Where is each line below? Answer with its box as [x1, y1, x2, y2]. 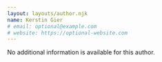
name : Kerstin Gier [7, 17, 63, 23]
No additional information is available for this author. [7, 48, 155, 56]
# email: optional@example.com [7, 23, 97, 30]
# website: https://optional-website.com [7, 29, 128, 37]
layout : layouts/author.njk [7, 10, 88, 17]
